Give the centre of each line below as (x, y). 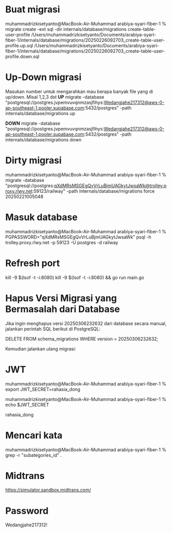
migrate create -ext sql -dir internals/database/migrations (66, 29)
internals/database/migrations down (44, 139)
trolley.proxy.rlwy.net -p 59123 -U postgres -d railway (62, 242)
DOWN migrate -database (33, 123)
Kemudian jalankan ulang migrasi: (41, 348)
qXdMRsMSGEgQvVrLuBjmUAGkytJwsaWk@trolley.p (110, 186)
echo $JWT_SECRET (27, 405)
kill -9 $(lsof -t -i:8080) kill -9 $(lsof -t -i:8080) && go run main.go (75, 277)
